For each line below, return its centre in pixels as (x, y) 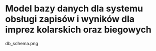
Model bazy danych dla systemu (74, 9)
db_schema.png (22, 43)
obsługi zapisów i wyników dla (70, 19)
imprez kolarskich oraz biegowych (78, 30)
